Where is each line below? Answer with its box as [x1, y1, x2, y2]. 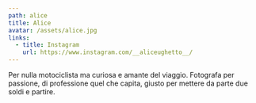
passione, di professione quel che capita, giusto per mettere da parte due [8, 78, 248, 88]
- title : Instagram [15, 41, 80, 49]
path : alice [8, 11, 48, 20]
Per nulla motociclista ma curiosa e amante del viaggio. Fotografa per [8, 71, 235, 79]
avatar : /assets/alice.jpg [8, 26, 97, 34]
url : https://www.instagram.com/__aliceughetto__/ [22, 48, 193, 56]
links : [8, 33, 30, 42]
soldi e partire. [8, 87, 55, 96]
